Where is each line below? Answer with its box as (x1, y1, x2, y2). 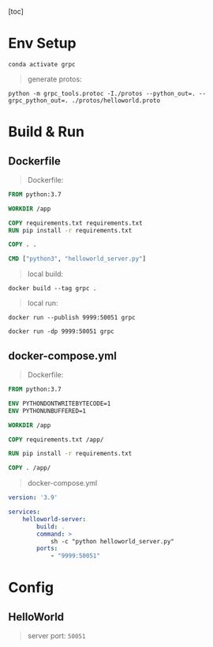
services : (8, 508, 41, 516)
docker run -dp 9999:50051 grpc (8, 327, 114, 335)
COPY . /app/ (8, 464, 51, 472)
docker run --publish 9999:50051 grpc (8, 314, 136, 322)
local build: (27, 269, 64, 279)
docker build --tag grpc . (8, 285, 97, 293)
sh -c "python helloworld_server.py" (50, 537, 175, 545)
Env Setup (8, 35, 77, 52)
